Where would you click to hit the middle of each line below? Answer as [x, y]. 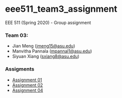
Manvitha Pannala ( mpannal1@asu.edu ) [52, 51]
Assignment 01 [27, 80]
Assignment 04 [27, 90]
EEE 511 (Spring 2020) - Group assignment [48, 23]
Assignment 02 [27, 85]
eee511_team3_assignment [61, 9]
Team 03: [17, 35]
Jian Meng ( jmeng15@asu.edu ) [44, 46]
